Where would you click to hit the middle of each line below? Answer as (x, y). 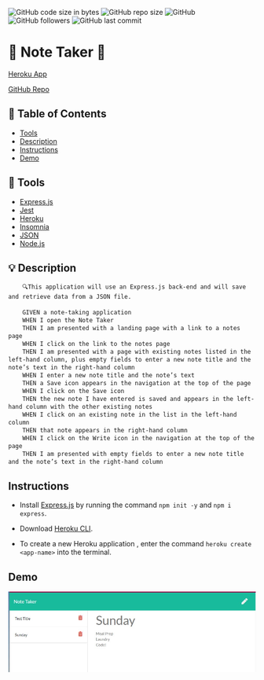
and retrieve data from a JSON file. (70, 297)
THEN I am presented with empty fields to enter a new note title (133, 454)
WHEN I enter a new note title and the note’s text (108, 376)
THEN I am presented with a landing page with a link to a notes (132, 329)
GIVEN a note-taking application (77, 313)
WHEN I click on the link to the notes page (96, 344)
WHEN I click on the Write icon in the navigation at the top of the (139, 439)
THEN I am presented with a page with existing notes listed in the (137, 352)
